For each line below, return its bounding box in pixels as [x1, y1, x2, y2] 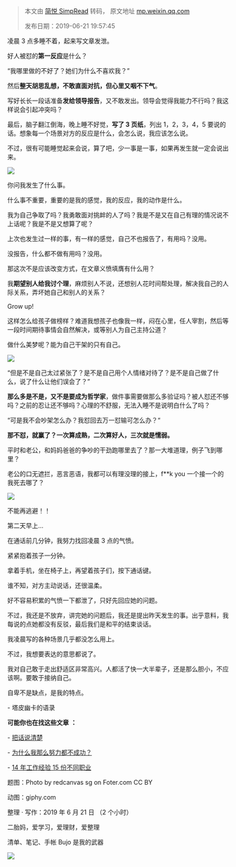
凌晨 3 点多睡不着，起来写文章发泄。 [7, 37, 114, 45]
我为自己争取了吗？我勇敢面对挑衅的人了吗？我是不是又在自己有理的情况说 [7, 211, 223, 219]
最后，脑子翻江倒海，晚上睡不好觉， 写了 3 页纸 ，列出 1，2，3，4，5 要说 [7, 120, 220, 129]
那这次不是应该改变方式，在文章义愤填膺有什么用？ [7, 264, 155, 273]
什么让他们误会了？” [31, 378, 91, 385]
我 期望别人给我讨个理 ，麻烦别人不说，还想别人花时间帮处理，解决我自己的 [7, 279, 223, 288]
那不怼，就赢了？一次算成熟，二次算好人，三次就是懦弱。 [7, 431, 173, 439]
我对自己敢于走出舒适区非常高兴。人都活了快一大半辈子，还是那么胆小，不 [7, 664, 223, 673]
